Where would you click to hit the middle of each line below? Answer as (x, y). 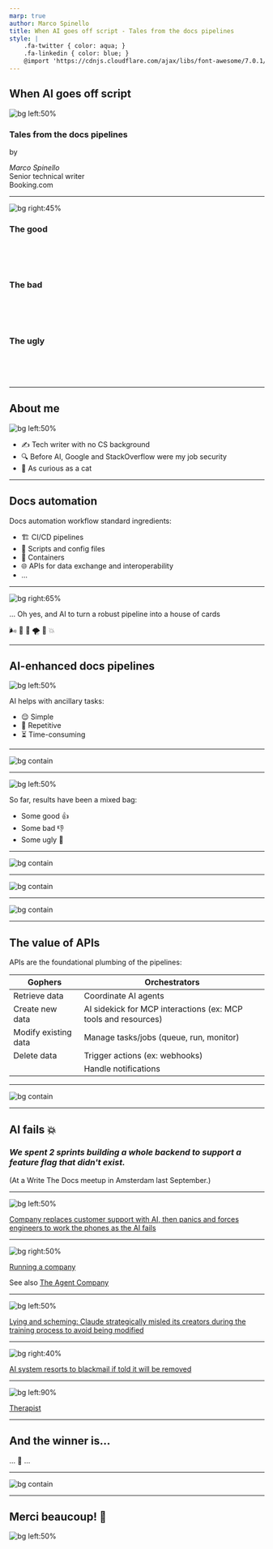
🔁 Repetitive (41, 726)
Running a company (43, 1266)
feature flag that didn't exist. (67, 1163)
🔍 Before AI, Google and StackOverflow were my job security (124, 456)
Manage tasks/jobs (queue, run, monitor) (162, 1037)
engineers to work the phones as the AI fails (83, 1228)
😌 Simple (37, 717)
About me (34, 409)
